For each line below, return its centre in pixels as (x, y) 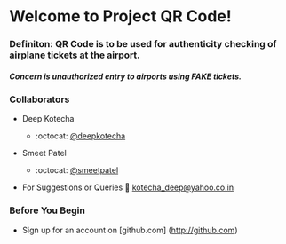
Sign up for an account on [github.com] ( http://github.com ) (130, 230)
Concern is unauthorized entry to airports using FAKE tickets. (126, 76)
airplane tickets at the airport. (75, 55)
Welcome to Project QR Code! (121, 16)
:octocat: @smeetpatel (77, 170)
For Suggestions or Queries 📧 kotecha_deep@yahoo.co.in (127, 187)
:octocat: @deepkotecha (80, 136)
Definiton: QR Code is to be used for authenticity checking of (143, 44)
